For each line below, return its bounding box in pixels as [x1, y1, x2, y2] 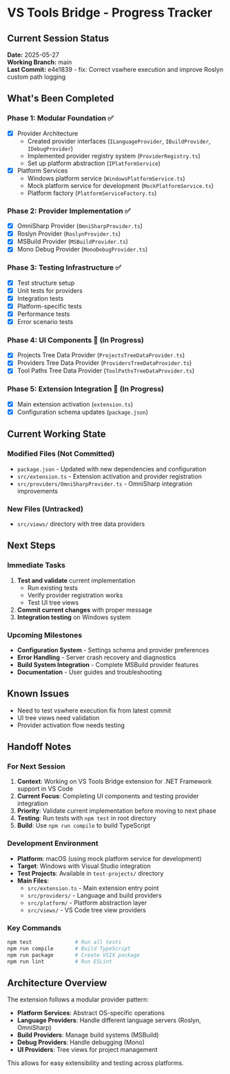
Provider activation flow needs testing [17, 721, 125, 729]
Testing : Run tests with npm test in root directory [17, 814, 157, 822]
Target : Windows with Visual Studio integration [17, 862, 151, 870]
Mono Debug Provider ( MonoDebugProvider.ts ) [17, 245, 148, 254]
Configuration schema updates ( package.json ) [17, 408, 149, 416]
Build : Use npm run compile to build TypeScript [17, 821, 151, 830]
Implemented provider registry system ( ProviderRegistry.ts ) [27, 151, 201, 160]
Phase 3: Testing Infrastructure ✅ [7, 263, 122, 272]
